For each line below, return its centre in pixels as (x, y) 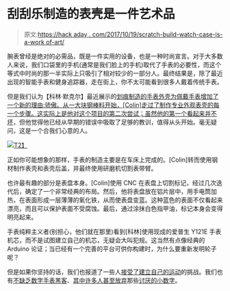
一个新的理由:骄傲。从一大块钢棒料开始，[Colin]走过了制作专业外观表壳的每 (113, 105)
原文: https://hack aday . (57, 34)
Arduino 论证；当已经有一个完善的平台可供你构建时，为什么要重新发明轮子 (112, 249)
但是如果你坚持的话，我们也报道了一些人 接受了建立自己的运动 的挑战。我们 (112, 272)
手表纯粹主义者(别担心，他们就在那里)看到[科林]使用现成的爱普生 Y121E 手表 (114, 231)
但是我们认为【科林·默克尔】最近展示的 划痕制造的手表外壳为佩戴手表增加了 (113, 96)
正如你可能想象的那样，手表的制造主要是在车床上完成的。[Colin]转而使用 (110, 160)
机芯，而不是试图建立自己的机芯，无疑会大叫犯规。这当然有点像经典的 (106, 240)
